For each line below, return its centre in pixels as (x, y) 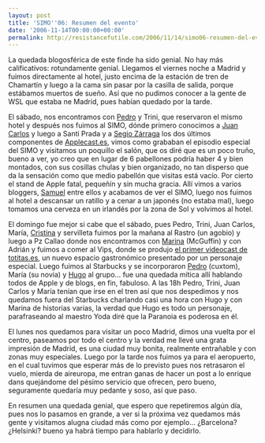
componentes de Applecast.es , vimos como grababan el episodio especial (129, 142)
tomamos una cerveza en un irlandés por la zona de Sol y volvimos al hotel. (131, 209)
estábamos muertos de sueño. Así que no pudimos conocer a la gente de (127, 93)
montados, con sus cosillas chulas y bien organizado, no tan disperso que (129, 167)
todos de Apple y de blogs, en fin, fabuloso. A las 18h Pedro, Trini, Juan (124, 283)
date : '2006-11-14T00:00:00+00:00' (67, 30)
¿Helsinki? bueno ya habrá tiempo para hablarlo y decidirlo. (105, 431)
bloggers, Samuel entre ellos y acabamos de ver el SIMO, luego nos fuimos (130, 192)
